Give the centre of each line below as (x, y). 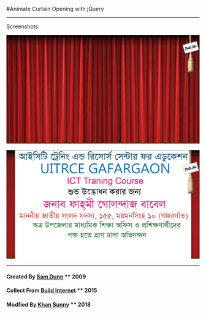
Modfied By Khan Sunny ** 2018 (48, 304)
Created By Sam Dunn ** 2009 (46, 276)
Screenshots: (23, 26)
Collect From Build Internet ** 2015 (52, 291)
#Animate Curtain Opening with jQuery (55, 9)
